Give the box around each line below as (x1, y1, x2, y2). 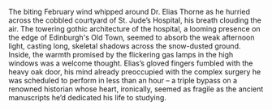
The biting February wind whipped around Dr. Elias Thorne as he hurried (8, 7, 250, 16)
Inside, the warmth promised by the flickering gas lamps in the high (8, 50, 234, 59)
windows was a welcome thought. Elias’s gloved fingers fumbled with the (8, 58, 253, 68)
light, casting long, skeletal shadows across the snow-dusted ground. (8, 41, 241, 51)
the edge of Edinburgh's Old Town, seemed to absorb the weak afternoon (8, 32, 255, 42)
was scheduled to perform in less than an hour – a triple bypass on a (8, 76, 238, 85)
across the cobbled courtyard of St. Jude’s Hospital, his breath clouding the (8, 15, 261, 25)
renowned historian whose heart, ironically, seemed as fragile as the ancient (8, 84, 264, 94)
